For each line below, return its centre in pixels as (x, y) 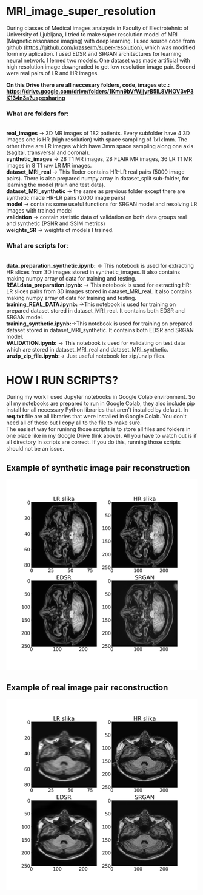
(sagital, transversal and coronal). (48, 152)
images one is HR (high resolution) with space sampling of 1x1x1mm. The (97, 140)
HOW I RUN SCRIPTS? (62, 380)
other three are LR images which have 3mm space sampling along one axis (100, 146)
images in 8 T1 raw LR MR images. (49, 166)
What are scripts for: (37, 246)
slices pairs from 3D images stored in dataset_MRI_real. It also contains (103, 291)
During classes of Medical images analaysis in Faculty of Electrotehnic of (98, 28)
